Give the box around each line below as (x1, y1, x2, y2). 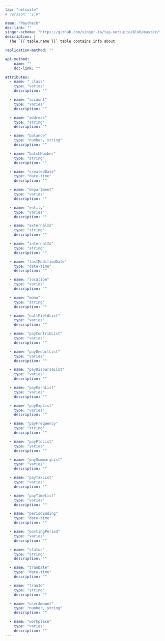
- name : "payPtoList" (9, 439, 54, 444)
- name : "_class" (9, 79, 45, 84)
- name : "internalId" (9, 241, 54, 246)
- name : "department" (9, 187, 54, 192)
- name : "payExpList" (9, 403, 54, 408)
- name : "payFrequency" (9, 421, 58, 426)
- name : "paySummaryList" (9, 457, 63, 462)
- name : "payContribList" (9, 331, 63, 336)
